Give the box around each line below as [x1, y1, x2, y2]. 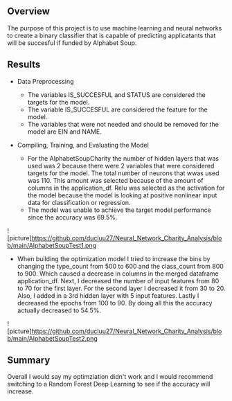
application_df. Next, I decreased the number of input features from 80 [17, 276, 220, 285]
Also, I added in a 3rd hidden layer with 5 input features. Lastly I [17, 291, 199, 300]
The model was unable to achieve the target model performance [27, 206, 211, 214]
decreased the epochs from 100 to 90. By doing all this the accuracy [17, 298, 213, 307]
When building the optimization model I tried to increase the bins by [17, 254, 211, 262]
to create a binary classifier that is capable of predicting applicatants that [7, 31, 216, 39]
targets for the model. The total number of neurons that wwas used [27, 169, 220, 177]
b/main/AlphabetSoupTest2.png [7, 334, 98, 342]
